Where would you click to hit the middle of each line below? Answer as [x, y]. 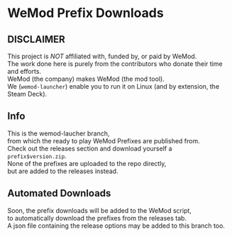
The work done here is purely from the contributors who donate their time [115, 64]
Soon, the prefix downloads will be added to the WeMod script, [99, 210]
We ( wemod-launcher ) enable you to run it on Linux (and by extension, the [114, 86]
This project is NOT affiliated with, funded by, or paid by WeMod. [102, 56]
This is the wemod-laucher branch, [59, 133]
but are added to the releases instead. [63, 171]
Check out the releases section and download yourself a [90, 148]
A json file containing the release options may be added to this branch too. [116, 226]
